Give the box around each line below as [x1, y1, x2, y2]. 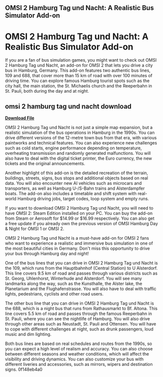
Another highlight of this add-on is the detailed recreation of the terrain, [5, 170, 148, 176]
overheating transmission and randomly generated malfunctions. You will [5, 150, 151, 156]
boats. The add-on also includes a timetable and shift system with [5, 191, 137, 197]
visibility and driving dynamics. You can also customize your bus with [5, 356, 144, 362]
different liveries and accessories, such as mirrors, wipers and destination [5, 361, 153, 367]
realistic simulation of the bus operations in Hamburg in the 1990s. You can [5, 130, 155, 135]
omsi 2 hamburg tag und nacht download [5, 102, 132, 111]
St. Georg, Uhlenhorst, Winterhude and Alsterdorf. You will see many [5, 276, 142, 281]
